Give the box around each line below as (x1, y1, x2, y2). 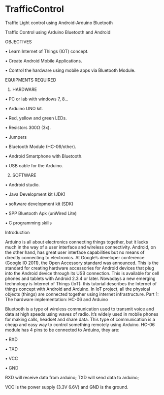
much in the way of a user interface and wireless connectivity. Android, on (5, 244, 156, 250)
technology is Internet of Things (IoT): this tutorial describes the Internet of (5, 280, 157, 286)
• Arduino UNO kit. (5, 105, 43, 111)
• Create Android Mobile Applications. (5, 58, 82, 63)
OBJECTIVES (5, 38, 32, 45)
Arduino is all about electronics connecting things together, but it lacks (5, 239, 149, 244)
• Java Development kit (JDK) (5, 191, 66, 197)
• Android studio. (5, 182, 40, 187)
